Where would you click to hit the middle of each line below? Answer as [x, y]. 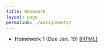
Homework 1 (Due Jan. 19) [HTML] [56, 39]
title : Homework [26, 11]
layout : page [22, 17]
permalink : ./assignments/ [39, 22]
